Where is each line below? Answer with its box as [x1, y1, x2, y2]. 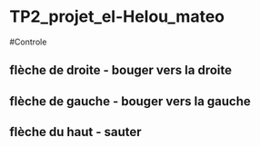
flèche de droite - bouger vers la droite [9, 63, 233, 78]
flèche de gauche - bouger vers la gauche [9, 93, 252, 109]
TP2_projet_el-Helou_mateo [9, 6, 225, 27]
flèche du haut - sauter [9, 124, 143, 140]
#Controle [9, 36, 47, 47]
